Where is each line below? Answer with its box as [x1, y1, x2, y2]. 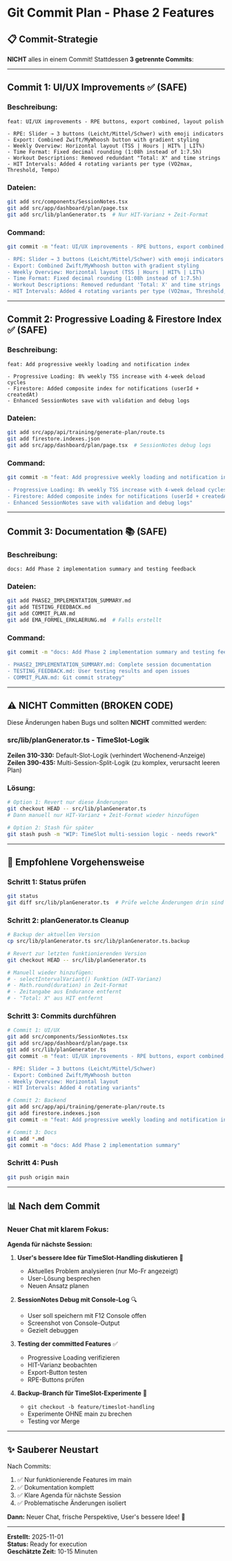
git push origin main [7, 1173, 70, 1181]
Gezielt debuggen [27, 1326, 79, 1335]
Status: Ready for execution [7, 1540, 88, 1549]
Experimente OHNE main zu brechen [27, 1410, 133, 1418]
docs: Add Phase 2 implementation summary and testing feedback [7, 566, 196, 572]
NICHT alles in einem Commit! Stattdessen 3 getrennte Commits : [7, 55, 194, 63]
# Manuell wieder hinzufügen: [7, 969, 95, 976]
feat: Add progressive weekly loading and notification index [7, 361, 190, 368]
